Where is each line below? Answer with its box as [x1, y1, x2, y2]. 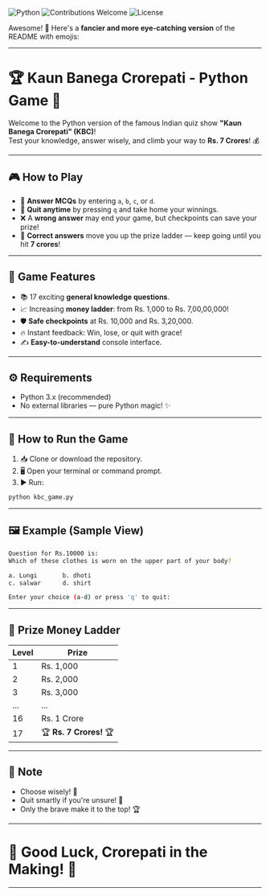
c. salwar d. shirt [8, 579, 92, 587]
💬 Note [8, 765, 43, 779]
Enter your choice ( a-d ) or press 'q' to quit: [8, 594, 171, 602]
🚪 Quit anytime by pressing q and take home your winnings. [19, 204, 219, 214]
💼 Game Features [8, 270, 96, 284]
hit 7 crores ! [19, 239, 61, 249]
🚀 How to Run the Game [8, 432, 129, 446]
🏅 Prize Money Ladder [8, 623, 121, 637]
